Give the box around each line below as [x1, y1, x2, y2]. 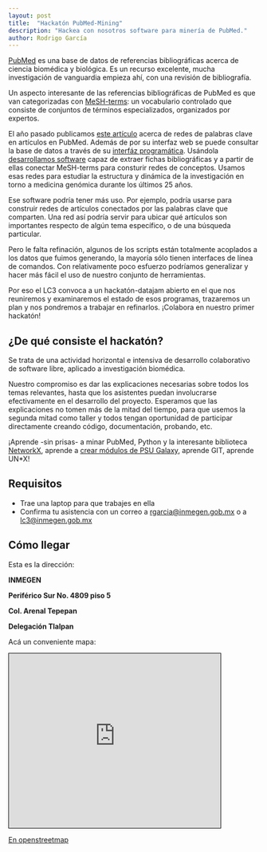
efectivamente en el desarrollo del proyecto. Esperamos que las [8, 396, 218, 406]
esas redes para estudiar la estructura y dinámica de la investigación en [8, 172, 245, 181]
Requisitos [8, 477, 62, 491]
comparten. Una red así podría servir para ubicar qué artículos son [8, 212, 227, 222]
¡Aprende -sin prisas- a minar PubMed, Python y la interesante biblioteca [8, 437, 248, 447]
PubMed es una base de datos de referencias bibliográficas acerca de [8, 56, 239, 65]
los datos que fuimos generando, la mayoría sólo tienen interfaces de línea [8, 253, 253, 263]
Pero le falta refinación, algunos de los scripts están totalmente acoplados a [8, 245, 257, 254]
